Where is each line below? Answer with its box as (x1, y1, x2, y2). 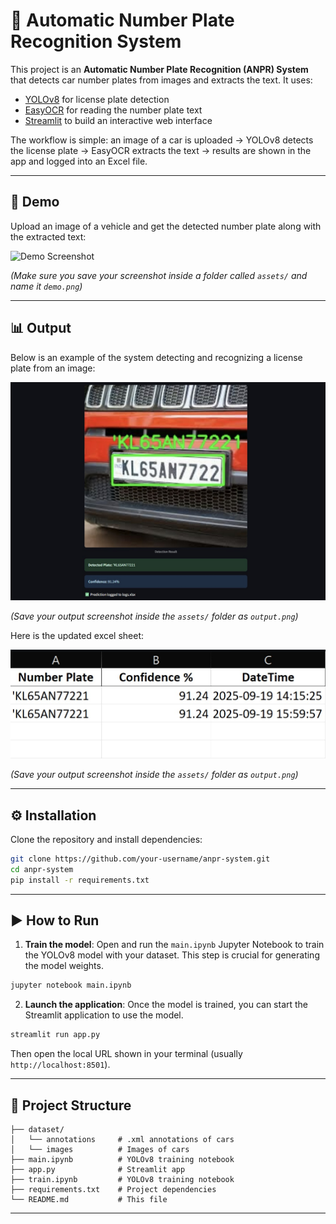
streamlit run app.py (10, 1030, 101, 1040)
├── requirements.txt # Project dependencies (10, 1184, 217, 1194)
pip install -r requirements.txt (10, 875, 150, 885)
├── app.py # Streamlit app (10, 1164, 186, 1174)
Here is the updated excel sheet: (10, 630, 145, 642)
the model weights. (24, 960, 104, 972)
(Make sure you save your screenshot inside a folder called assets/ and (10, 269, 308, 281)
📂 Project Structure (10, 1097, 132, 1114)
